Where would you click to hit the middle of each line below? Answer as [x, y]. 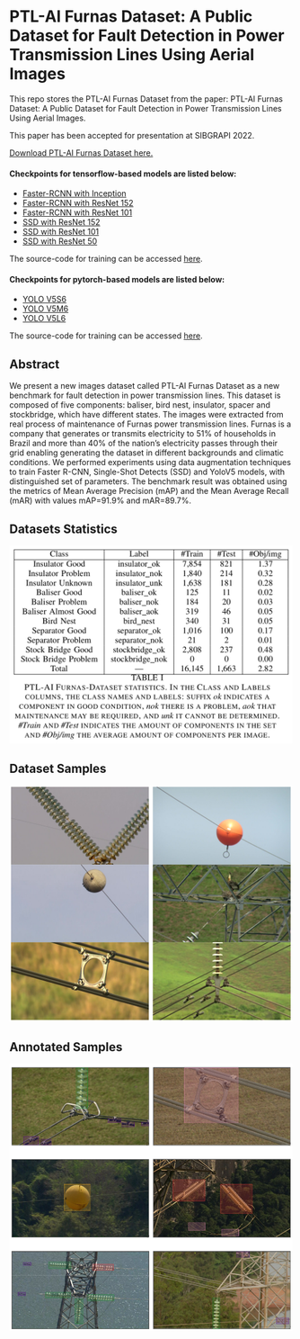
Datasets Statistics [64, 529]
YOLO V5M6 [45, 309]
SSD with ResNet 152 [61, 222]
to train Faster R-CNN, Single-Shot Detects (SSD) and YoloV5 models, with [147, 472]
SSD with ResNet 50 [60, 241]
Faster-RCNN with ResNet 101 [77, 212]
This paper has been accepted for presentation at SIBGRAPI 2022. [132, 135]
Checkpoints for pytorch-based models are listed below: [117, 279]
